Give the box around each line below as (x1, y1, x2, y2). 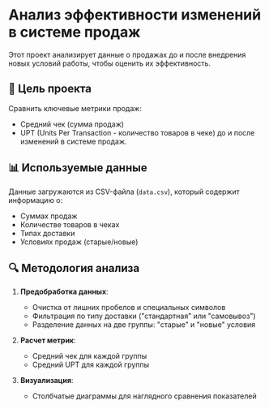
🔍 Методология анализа (8, 261, 140, 275)
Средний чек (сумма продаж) (19, 119, 124, 129)
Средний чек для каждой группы (32, 351, 147, 361)
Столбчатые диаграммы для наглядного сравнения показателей (32, 391, 257, 401)
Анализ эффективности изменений (8, 6, 262, 24)
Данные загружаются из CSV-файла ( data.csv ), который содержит (8, 187, 241, 196)
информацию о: (8, 195, 63, 204)
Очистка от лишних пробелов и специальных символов (32, 303, 226, 312)
